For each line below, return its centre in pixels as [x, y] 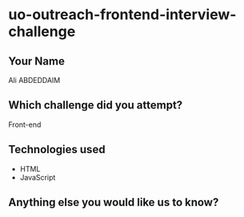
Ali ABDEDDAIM [34, 80]
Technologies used [57, 150]
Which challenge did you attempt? [96, 105]
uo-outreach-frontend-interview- [122, 15]
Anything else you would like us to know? [114, 202]
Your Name [37, 61]
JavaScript [38, 177]
